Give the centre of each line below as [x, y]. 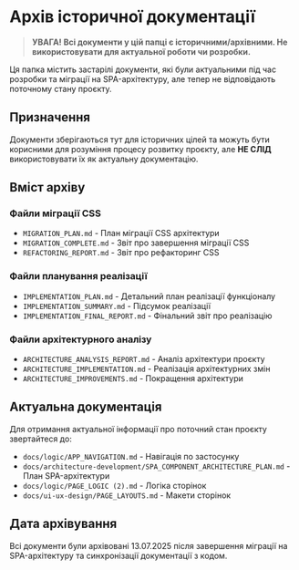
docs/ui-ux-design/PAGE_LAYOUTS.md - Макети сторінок [127, 495]
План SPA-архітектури [66, 475]
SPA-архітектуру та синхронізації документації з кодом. [119, 555]
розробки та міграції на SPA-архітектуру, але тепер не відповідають [143, 78]
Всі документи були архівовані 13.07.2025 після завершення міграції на [149, 545]
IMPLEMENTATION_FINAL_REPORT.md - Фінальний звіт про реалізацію [147, 316]
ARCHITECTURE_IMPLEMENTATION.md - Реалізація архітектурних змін [146, 369]
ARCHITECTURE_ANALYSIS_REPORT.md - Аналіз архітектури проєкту [144, 359]
